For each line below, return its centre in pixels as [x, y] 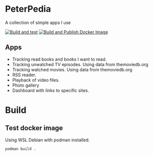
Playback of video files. [36, 80]
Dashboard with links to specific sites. [51, 90]
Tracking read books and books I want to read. [59, 59]
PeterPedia [28, 9]
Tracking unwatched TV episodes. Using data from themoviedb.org [80, 64]
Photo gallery [25, 85]
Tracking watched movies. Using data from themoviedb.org [72, 69]
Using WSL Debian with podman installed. [47, 140]
